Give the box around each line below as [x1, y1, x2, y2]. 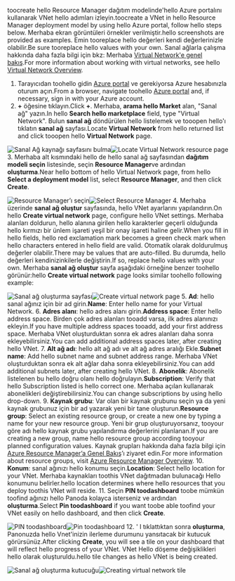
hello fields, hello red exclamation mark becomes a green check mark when [7, 234, 226, 242]
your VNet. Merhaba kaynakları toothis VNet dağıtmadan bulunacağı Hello [7, 471, 221, 480]
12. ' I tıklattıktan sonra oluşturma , [126, 523, 226, 530]
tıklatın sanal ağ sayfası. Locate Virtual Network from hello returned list [17, 124, 224, 132]
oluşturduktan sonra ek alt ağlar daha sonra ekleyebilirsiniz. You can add [7, 359, 215, 368]
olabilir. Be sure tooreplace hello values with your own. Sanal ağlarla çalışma [7, 44, 226, 51]
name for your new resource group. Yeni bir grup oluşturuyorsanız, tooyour [7, 419, 224, 428]
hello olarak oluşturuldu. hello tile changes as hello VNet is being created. [7, 552, 218, 561]
